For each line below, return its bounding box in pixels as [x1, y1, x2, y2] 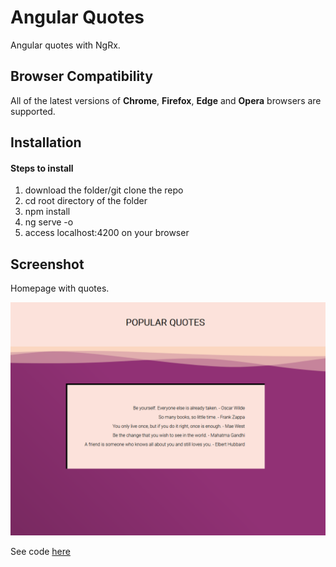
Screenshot [10, 256, 85, 273]
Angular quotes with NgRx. [10, 39, 121, 51]
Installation [10, 134, 82, 151]
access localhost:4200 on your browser [24, 227, 190, 239]
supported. [10, 105, 56, 117]
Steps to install [10, 162, 74, 174]
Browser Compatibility [10, 68, 153, 85]
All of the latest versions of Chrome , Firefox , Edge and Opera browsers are [10, 94, 322, 106]
